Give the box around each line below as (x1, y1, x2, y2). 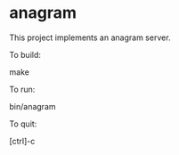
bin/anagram (9, 101, 56, 111)
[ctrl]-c (9, 135, 36, 146)
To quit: (9, 118, 37, 129)
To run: (9, 84, 36, 94)
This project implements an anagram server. (9, 32, 171, 43)
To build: (9, 49, 42, 60)
